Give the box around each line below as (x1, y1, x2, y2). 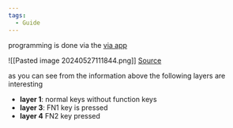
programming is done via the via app (8, 40, 128, 49)
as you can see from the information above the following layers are (8, 71, 226, 80)
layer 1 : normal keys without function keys (19, 94, 157, 104)
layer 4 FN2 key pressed (19, 111, 101, 120)
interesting (8, 79, 43, 89)
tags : (8, 11, 26, 20)
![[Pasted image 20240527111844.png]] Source (8, 56, 162, 65)
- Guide (15, 19, 41, 27)
